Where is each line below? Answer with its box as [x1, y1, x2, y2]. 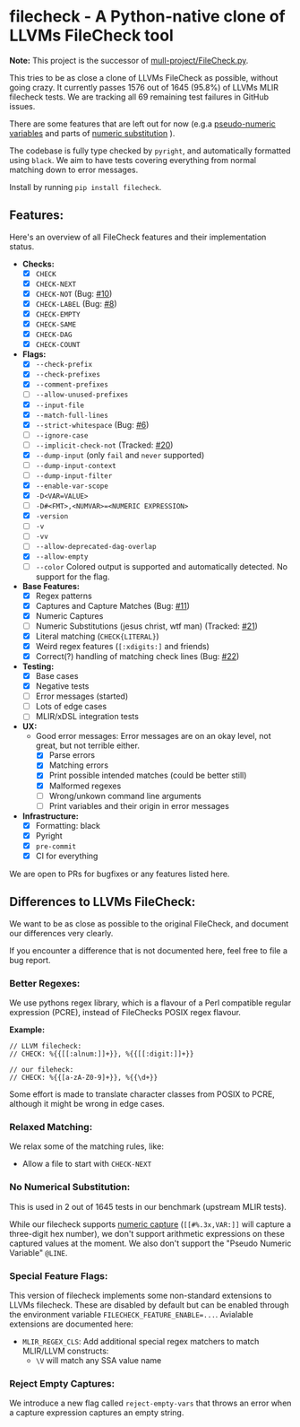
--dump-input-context [35, 461, 116, 470]
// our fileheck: [9, 1066, 74, 1075]
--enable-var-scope [35, 482, 109, 491]
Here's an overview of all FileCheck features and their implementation [9, 231, 267, 242]
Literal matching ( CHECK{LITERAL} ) [35, 631, 159, 641]
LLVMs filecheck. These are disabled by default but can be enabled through [9, 1299, 289, 1310]
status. [9, 240, 35, 252]
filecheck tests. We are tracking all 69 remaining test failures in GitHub [9, 91, 269, 102]
